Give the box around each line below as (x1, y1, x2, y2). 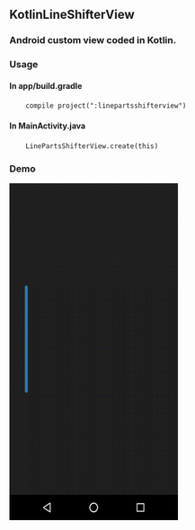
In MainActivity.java (9, 120, 86, 131)
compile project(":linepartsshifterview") (25, 102, 187, 110)
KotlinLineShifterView (9, 7, 135, 22)
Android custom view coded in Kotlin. (9, 34, 177, 47)
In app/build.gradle (9, 80, 83, 91)
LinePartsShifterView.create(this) (25, 141, 159, 151)
